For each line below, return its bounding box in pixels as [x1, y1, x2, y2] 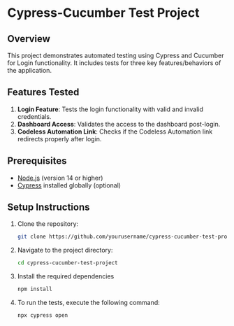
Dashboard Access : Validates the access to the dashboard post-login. [17, 120, 221, 128]
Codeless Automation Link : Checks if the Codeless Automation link [17, 127, 213, 136]
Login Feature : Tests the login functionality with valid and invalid [17, 105, 204, 113]
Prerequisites [7, 155, 67, 167]
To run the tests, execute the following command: [17, 299, 161, 307]
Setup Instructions [7, 201, 90, 213]
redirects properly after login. [17, 134, 102, 143]
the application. [7, 66, 52, 74]
